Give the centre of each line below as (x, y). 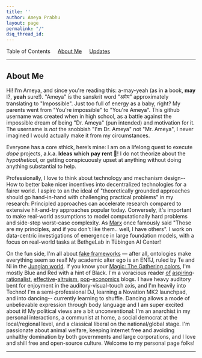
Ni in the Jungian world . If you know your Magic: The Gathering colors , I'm (98, 266)
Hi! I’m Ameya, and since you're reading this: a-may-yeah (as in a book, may (101, 90)
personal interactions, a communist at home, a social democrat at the (92, 317)
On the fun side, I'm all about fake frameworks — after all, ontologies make (99, 253)
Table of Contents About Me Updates (58, 51)
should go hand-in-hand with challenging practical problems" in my (90, 197)
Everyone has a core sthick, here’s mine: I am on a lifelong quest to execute (99, 147)
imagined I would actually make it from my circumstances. (78, 135)
